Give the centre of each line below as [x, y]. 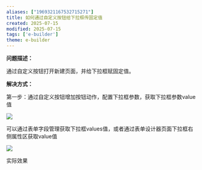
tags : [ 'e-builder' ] [33, 35]
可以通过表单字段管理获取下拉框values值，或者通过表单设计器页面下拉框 [97, 129]
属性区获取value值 [34, 136]
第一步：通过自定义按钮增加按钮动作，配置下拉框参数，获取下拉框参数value [101, 97]
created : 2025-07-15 [33, 23]
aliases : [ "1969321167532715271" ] [50, 12]
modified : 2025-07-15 [34, 29]
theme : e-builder [28, 40]
